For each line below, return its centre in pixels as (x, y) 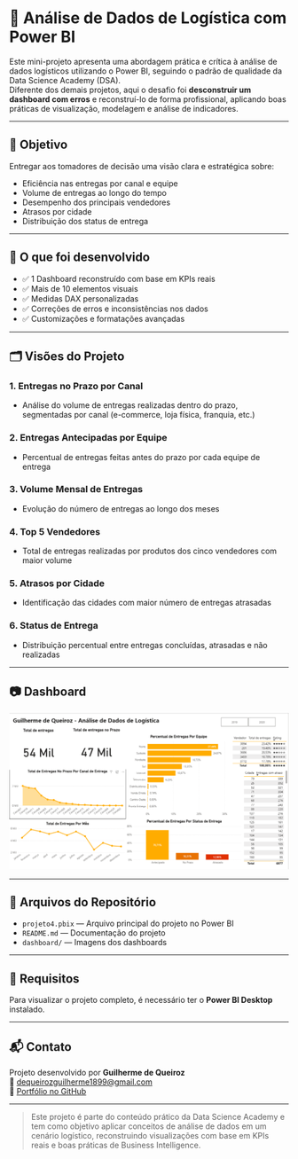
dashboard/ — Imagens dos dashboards (94, 943)
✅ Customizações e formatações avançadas (103, 318)
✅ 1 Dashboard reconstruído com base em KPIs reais (118, 278)
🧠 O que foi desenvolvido (80, 258)
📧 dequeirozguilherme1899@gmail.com (81, 1082)
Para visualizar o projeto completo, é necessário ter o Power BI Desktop (141, 1000)
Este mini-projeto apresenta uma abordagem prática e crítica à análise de (143, 61)
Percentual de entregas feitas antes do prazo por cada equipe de (141, 457)
